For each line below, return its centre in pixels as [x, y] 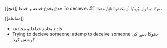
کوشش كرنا [23, 40]
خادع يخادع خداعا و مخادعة [37, 28]
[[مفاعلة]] [14, 19]
